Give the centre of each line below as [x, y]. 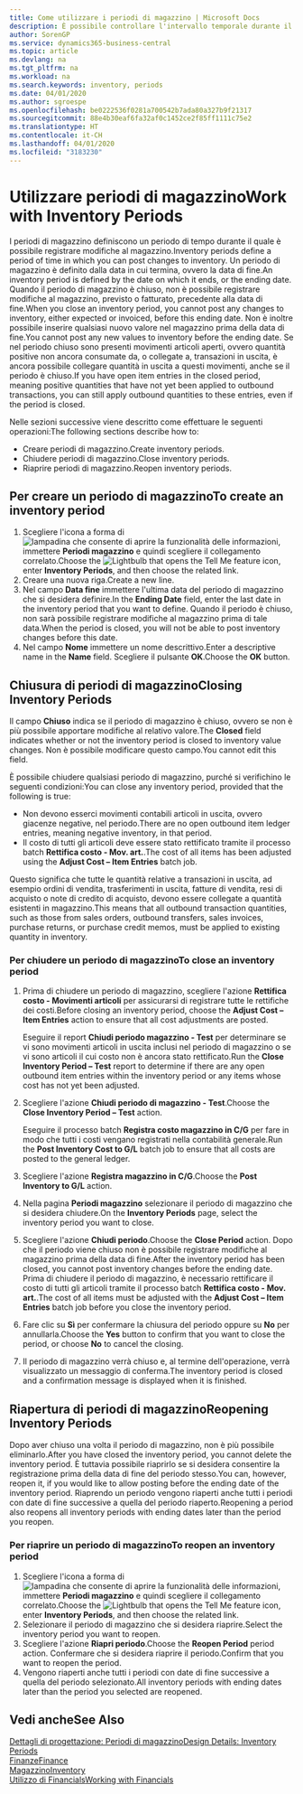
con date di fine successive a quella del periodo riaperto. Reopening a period [151, 1503]
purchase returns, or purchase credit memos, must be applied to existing [145, 928]
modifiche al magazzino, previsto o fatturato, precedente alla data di [136, 298]
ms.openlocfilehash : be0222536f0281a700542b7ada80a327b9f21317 [131, 110]
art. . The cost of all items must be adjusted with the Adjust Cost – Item [153, 1298]
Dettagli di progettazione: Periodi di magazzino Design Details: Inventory [143, 1742]
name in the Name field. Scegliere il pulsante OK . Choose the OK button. [156, 657]
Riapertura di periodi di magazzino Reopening [139, 1409]
